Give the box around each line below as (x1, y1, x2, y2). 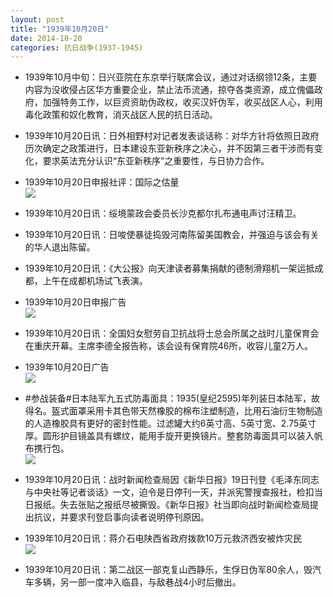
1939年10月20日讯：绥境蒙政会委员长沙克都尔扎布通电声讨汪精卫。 (24, 207, 302, 220)
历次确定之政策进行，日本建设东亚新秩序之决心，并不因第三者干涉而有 (24, 142, 315, 155)
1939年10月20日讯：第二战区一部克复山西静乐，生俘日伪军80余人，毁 (24, 564, 313, 576)
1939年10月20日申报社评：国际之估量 (24, 176, 180, 188)
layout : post (10, 14, 65, 25)
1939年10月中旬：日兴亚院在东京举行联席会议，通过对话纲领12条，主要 (24, 71, 318, 83)
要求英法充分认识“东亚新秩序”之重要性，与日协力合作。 (42, 155, 270, 167)
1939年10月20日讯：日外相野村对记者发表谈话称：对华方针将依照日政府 (24, 130, 320, 142)
